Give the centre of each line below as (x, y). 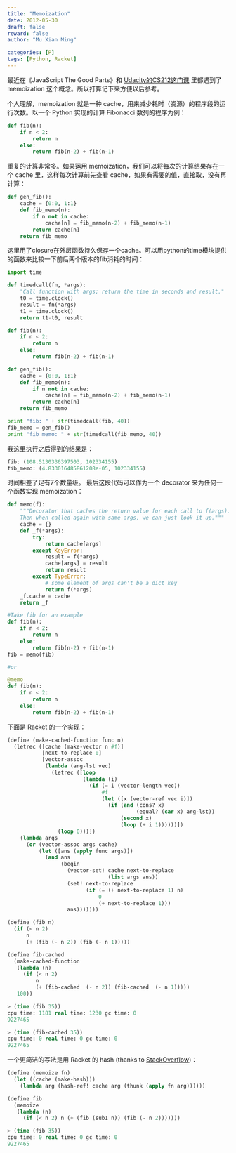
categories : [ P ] (31, 53)
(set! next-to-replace (100, 883)
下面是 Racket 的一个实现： (47, 727)
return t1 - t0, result (51, 318)
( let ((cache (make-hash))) (55, 1079)
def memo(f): (26, 505)
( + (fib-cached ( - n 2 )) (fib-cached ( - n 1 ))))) (113, 987)
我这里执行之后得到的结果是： (50, 448)
